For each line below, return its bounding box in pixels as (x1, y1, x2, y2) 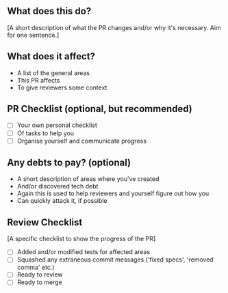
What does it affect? (7, 51, 96, 62)
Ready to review (16, 270, 63, 279)
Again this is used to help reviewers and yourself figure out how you (16, 189, 210, 197)
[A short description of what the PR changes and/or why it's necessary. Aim (7, 23, 221, 31)
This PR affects (16, 76, 60, 84)
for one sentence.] (7, 31, 60, 39)
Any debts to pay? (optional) (7, 157, 131, 169)
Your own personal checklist (16, 121, 98, 129)
